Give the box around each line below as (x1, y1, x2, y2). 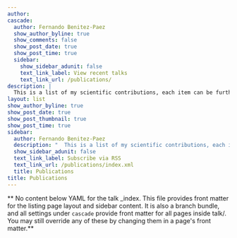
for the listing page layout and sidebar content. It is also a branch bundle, (7, 201, 220, 210)
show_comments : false (13, 37, 78, 44)
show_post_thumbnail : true (7, 115, 87, 122)
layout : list (7, 96, 46, 103)
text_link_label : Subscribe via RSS (13, 155, 121, 162)
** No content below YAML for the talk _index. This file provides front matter (7, 194, 229, 202)
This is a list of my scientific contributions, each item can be (13, 89, 213, 96)
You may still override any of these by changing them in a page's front (7, 216, 212, 225)
